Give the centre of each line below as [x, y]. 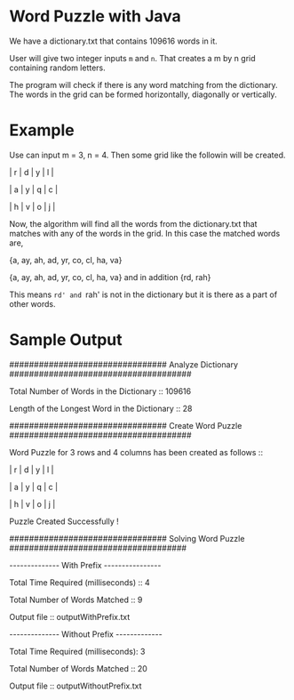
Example [42, 130]
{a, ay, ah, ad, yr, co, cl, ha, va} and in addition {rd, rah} [110, 277]
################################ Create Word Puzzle [126, 425]
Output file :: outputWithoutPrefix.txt [75, 686]
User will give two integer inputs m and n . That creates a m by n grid [132, 58]
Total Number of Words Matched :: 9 [76, 599]
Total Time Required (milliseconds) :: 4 [80, 582]
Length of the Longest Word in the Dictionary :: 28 [101, 408]
